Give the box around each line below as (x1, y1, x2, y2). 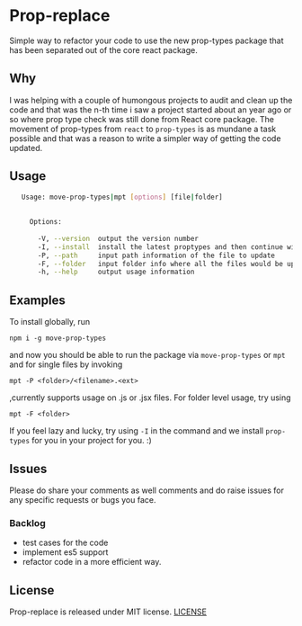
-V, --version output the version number (37, 234, 200, 243)
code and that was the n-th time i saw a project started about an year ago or (9, 104, 292, 115)
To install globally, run (9, 317, 91, 327)
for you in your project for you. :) (31, 435, 153, 446)
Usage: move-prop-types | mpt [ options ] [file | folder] (21, 192, 223, 201)
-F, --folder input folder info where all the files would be (37, 259, 283, 268)
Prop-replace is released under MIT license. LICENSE (9, 606, 207, 617)
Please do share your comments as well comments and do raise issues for (9, 485, 285, 496)
